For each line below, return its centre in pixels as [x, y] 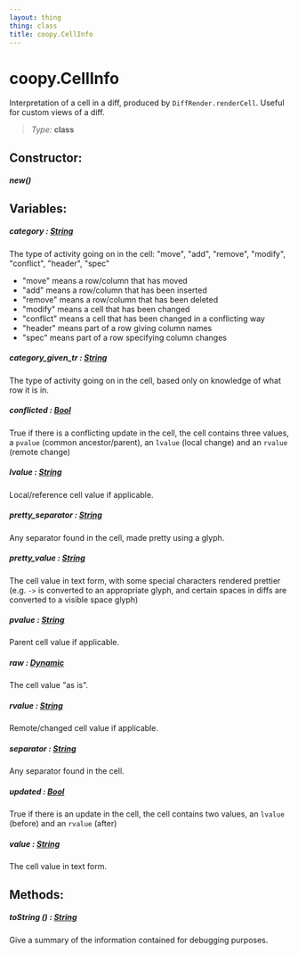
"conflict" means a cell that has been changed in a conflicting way [143, 319]
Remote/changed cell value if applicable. [84, 728]
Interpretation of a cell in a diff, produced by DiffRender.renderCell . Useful [147, 103]
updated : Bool [37, 792]
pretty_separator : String [56, 515]
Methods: [36, 895]
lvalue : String [36, 472]
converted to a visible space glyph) [74, 600]
